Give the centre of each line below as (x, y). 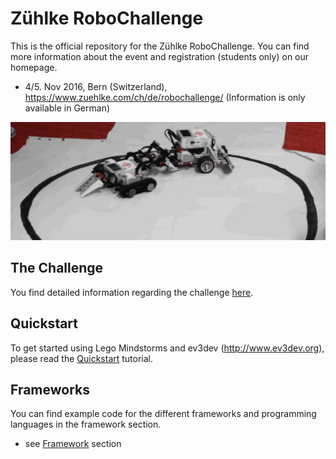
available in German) (67, 108)
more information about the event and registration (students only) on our (160, 56)
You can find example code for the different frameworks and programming (163, 414)
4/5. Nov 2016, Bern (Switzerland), (96, 86)
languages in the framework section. (86, 424)
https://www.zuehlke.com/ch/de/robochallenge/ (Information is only (165, 97)
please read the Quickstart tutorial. (82, 358)
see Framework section (73, 444)
